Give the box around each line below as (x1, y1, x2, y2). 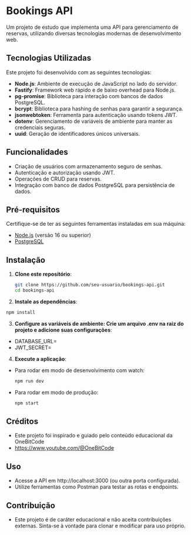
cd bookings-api (14, 287, 55, 293)
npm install (6, 309, 35, 315)
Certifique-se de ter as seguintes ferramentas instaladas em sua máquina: (6, 220, 186, 228)
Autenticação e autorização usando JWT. (14, 169, 115, 176)
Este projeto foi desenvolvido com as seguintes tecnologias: (6, 69, 152, 76)
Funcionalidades (6, 147, 69, 157)
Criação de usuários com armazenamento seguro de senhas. (14, 163, 163, 170)
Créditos (6, 416, 39, 426)
